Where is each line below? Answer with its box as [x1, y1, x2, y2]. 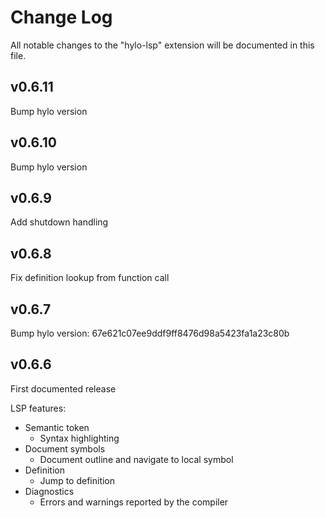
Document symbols [24, 442, 106, 455]
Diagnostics [24, 485, 75, 497]
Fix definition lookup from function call [10, 272, 170, 284]
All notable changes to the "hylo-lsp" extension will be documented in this [10, 39, 315, 51]
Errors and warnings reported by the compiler [39, 496, 229, 508]
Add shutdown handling [10, 216, 109, 228]
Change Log [10, 6, 113, 29]
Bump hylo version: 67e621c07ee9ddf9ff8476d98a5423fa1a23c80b [10, 327, 290, 339]
